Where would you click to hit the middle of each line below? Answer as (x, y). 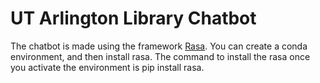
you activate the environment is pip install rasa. (107, 67)
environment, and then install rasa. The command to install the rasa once (160, 56)
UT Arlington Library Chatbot (133, 18)
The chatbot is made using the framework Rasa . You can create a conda (159, 46)
